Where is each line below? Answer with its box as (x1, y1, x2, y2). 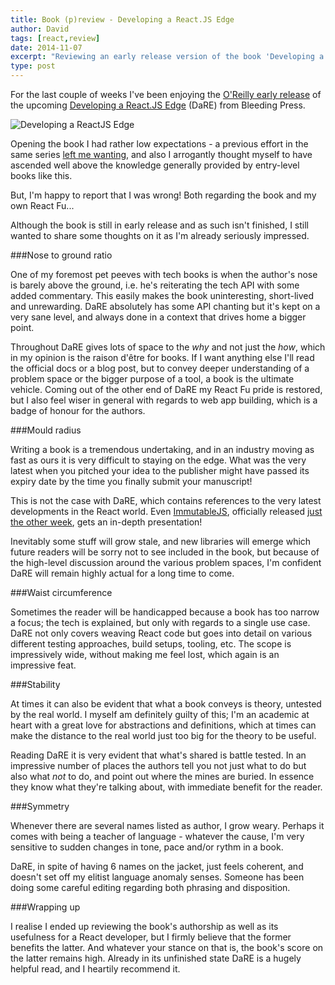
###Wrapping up (10, 901, 81, 913)
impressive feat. (10, 659, 77, 671)
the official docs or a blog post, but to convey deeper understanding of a (10, 362, 310, 374)
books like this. (10, 170, 73, 181)
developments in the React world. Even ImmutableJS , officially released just (10, 506, 323, 517)
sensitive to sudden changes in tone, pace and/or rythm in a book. (10, 841, 284, 853)
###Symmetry (10, 801, 70, 812)
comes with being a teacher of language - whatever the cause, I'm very (10, 831, 305, 842)
